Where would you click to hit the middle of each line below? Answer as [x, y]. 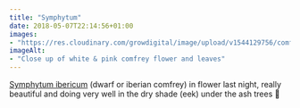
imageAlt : [28, 51]
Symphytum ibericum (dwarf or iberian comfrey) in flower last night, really [146, 84]
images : [24, 34]
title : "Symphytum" [46, 17]
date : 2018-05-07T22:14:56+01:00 [71, 26]
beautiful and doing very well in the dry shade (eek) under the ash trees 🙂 [145, 94]
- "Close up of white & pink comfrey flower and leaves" [117, 59]
